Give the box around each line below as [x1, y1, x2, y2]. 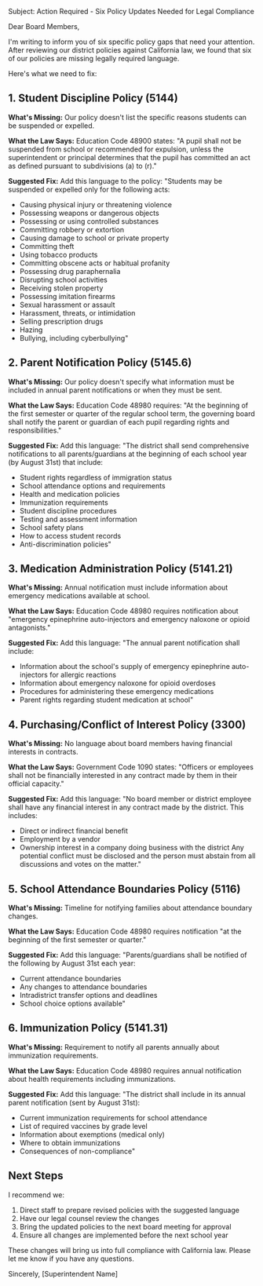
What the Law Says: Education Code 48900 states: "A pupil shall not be [8, 136, 242, 145]
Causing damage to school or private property [19, 233, 170, 243]
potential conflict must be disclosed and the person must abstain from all [19, 851, 256, 860]
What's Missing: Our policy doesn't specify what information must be [8, 377, 235, 386]
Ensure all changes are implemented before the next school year [19, 1230, 229, 1240]
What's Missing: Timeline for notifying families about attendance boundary [8, 903, 253, 913]
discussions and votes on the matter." [19, 860, 141, 869]
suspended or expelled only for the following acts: [8, 184, 170, 194]
